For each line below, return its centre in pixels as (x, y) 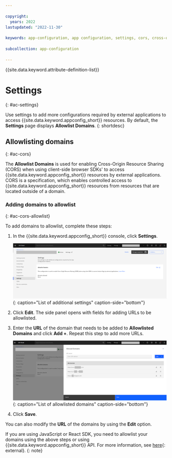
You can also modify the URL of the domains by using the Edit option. (79, 424)
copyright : (17, 16)
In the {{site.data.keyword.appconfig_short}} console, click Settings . (85, 236)
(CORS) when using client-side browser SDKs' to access (65, 169)
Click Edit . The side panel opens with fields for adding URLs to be (82, 312)
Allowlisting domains (40, 142)
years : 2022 (23, 22)
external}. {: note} (24, 450)
